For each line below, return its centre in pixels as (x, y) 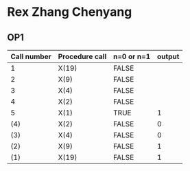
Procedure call (82, 57)
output (168, 57)
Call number (31, 57)
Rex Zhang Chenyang (70, 12)
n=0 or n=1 (132, 57)
